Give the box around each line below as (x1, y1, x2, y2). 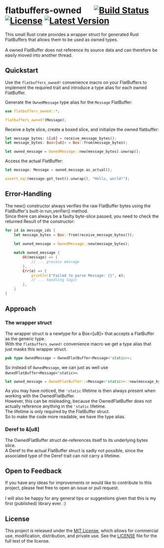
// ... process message (31, 259, 80, 264)
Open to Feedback (5, 467, 62, 475)
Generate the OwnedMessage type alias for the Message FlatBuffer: (5, 99, 133, 105)
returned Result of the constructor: (5, 218, 75, 224)
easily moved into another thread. (5, 52, 73, 58)
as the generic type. (5, 335, 45, 342)
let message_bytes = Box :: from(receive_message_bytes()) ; (14, 232, 134, 237)
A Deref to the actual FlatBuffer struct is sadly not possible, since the (5, 447, 143, 453)
